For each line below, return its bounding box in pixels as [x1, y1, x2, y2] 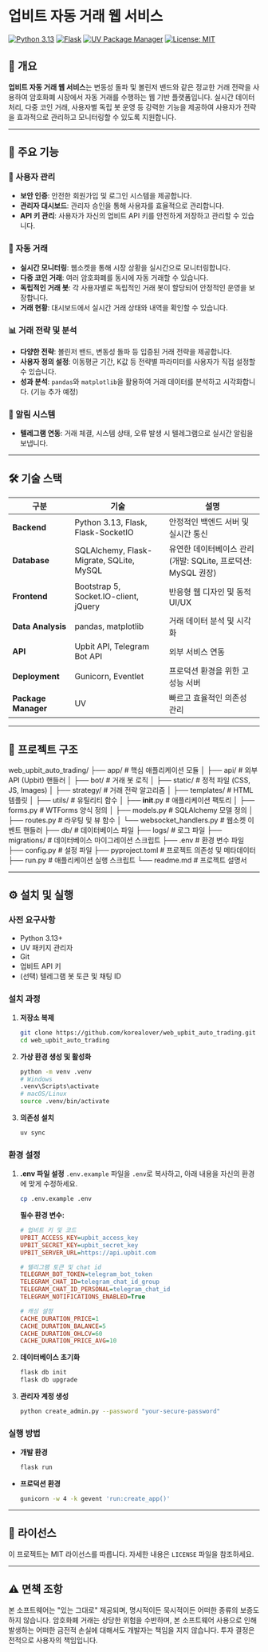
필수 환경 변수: [19, 1210, 65, 1220]
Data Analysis [12, 621, 66, 632]
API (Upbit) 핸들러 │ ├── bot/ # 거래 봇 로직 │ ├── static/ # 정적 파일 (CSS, [8, 775, 251, 785]
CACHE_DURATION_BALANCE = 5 [19, 1322, 106, 1330]
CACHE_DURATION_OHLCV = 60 [19, 1330, 103, 1338]
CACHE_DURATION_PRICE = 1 [19, 1314, 100, 1322]
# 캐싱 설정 [19, 1307, 53, 1315]
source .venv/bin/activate [19, 1098, 110, 1106]
